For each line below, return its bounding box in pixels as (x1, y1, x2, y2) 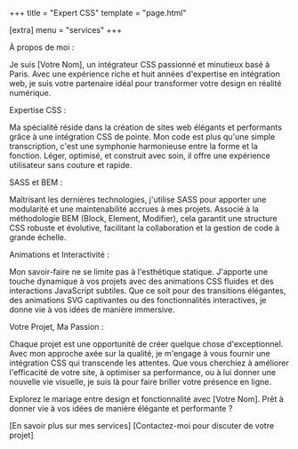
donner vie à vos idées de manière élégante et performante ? (9, 404, 233, 413)
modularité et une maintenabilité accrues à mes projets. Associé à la (9, 204, 260, 214)
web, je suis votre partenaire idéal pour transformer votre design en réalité (9, 78, 282, 88)
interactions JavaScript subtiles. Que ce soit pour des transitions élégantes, (9, 285, 286, 296)
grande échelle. (9, 232, 67, 243)
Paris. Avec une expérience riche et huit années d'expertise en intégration (9, 68, 280, 79)
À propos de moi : (9, 42, 75, 52)
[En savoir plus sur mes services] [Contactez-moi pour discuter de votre (9, 421, 274, 430)
